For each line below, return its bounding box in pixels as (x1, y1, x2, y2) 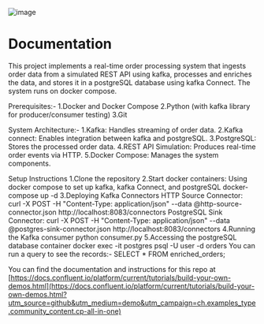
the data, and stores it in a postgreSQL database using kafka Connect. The (8, 77, 251, 87)
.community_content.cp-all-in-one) (8, 306, 122, 315)
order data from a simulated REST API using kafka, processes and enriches (8, 69, 252, 79)
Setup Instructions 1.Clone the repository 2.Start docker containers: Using (8, 173, 248, 183)
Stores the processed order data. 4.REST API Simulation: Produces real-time (8, 142, 256, 151)
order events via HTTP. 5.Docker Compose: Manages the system (8, 150, 219, 159)
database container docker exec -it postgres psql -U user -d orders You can (8, 240, 256, 250)
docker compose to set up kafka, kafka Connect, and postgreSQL (8, 182, 221, 192)
